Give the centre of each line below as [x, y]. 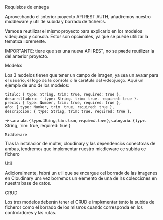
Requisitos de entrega [27, 7]
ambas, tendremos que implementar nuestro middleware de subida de [76, 149]
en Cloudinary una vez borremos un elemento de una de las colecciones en [81, 178]
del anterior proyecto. [27, 56]
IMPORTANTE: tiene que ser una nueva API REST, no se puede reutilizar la [80, 51]
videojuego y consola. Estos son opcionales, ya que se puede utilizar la [77, 36]
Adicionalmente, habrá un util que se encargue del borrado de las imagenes [81, 173]
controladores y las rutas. [31, 212]
